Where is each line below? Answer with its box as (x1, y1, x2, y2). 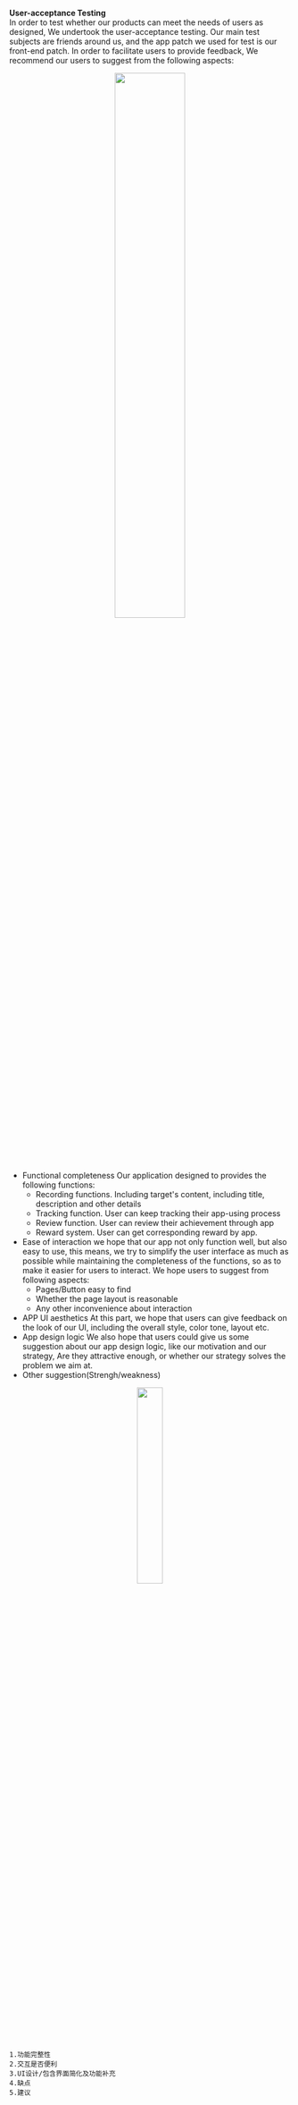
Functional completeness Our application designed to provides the (21, 1171, 267, 1180)
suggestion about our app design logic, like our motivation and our (21, 1341, 267, 1351)
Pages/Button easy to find (35, 1284, 132, 1295)
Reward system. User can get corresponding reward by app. (35, 1227, 258, 1238)
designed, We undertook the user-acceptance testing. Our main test (9, 27, 261, 37)
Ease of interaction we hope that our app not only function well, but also (21, 1237, 287, 1247)
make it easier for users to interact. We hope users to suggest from (21, 1265, 269, 1275)
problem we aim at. (21, 1360, 94, 1371)
